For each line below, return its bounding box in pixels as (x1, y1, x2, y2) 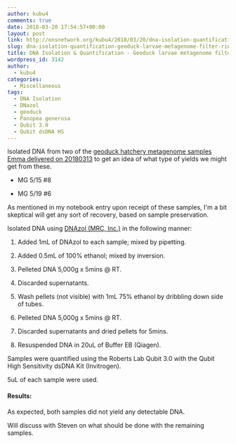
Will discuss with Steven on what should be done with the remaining (7, 421, 204, 429)
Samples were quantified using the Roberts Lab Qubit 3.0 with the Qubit (7, 355, 215, 363)
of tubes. (17, 300, 44, 308)
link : (7, 37, 23, 44)
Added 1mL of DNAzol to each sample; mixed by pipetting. (17, 238, 187, 246)
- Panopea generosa (13, 115, 71, 122)
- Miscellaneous (13, 82, 61, 89)
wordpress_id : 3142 (7, 56, 65, 63)
